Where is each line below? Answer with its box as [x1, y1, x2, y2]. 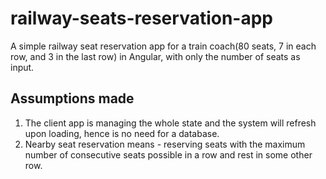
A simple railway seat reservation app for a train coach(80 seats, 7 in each [10, 40, 317, 52]
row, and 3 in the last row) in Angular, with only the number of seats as [10, 50, 301, 62]
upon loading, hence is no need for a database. [24, 127, 220, 139]
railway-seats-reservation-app [10, 7, 273, 30]
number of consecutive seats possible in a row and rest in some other [24, 148, 313, 161]
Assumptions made [10, 90, 135, 107]
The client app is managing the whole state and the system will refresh [24, 117, 317, 129]
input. [10, 61, 35, 73]
